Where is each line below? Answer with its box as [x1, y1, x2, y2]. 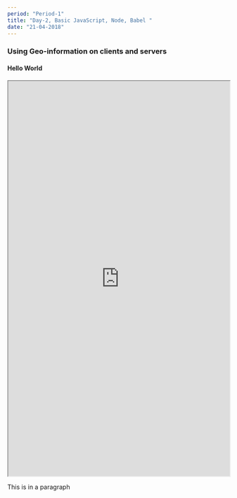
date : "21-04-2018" [7, 23, 65, 30]
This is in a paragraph [7, 483, 70, 491]
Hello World [7, 64, 43, 72]
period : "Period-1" [7, 10, 65, 18]
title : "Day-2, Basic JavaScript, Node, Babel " [7, 17, 153, 24]
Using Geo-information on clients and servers [7, 46, 167, 56]
